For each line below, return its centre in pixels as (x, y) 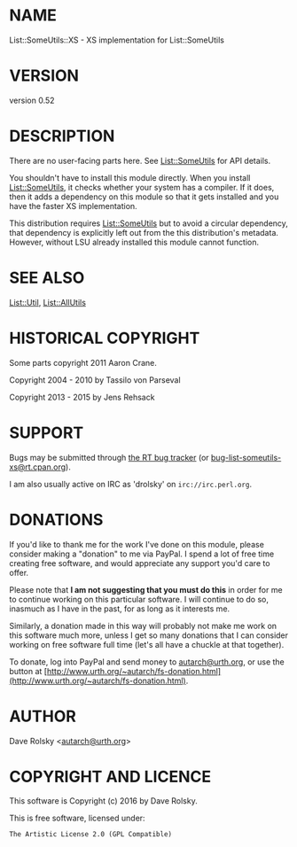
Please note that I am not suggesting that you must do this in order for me (146, 589)
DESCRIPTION (62, 136)
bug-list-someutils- (246, 457)
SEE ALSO (47, 278)
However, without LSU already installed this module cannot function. (134, 242)
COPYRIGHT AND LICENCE (110, 777)
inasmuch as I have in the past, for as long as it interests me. (120, 609)
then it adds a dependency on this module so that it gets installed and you (144, 197)
